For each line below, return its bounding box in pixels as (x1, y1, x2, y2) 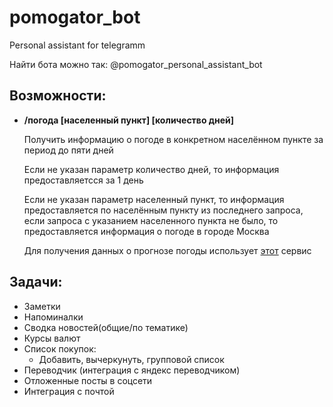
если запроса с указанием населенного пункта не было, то (23, 214, 279, 226)
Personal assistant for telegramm (9, 39, 146, 51)
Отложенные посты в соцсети (23, 374, 153, 386)
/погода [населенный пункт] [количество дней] (23, 114, 235, 126)
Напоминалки (23, 311, 84, 323)
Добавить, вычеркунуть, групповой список (38, 353, 225, 365)
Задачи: (9, 274, 63, 291)
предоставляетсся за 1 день (23, 174, 144, 186)
